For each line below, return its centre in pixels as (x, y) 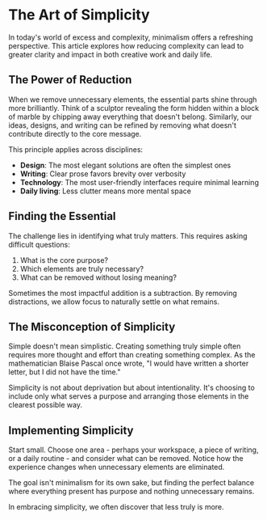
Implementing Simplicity (71, 430)
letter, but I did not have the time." (65, 372)
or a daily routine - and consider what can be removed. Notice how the (126, 459)
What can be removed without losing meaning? (98, 277)
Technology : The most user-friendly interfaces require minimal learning (140, 182)
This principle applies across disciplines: (76, 149)
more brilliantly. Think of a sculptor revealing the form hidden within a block (134, 108)
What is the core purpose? (64, 260)
